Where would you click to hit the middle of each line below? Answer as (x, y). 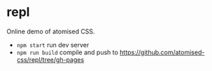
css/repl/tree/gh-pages (50, 59)
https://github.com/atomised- (162, 52)
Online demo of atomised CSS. (51, 31)
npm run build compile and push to (67, 52)
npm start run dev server (53, 45)
